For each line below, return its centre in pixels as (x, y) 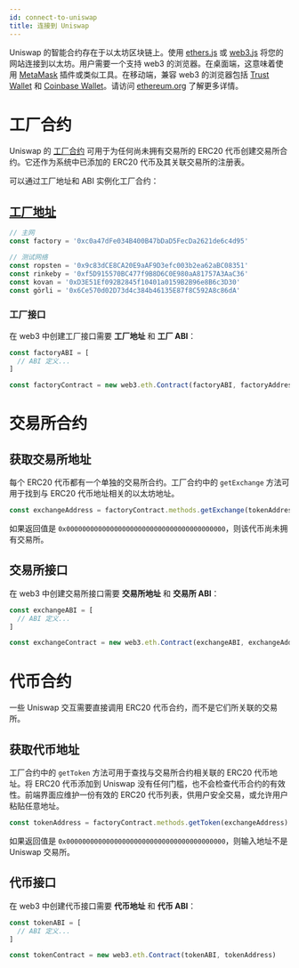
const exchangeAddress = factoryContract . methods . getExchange (127, 511)
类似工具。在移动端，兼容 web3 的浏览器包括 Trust (176, 74)
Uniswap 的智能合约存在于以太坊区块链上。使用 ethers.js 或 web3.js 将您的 (146, 52)
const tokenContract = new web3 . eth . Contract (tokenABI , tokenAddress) (143, 956)
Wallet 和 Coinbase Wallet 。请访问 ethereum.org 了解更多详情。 (126, 85)
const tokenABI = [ (45, 923)
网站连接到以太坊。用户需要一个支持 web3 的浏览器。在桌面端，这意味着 (142, 63)
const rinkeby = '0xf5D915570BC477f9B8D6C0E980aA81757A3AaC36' (129, 274)
